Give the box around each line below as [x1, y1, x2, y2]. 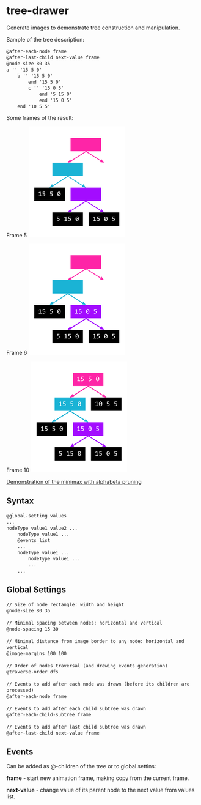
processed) [6, 687, 34, 693]
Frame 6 [6, 349, 27, 356]
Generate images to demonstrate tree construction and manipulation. [6, 24, 180, 31]
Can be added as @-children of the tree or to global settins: [6, 763, 156, 770]
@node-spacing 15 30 [6, 626, 59, 632]
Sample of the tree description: [6, 35, 84, 43]
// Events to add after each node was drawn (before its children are [6, 681, 190, 687]
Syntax [6, 496, 34, 506]
